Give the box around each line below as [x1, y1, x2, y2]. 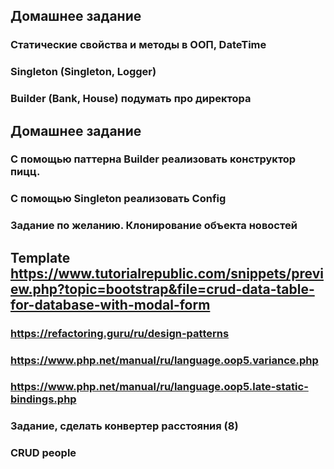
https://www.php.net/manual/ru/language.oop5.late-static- [10, 380, 309, 394]
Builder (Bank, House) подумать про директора [10, 92, 252, 106]
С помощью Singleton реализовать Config [10, 192, 227, 206]
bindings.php [10, 392, 77, 406]
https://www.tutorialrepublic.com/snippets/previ [10, 265, 324, 282]
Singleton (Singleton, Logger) [10, 65, 157, 79]
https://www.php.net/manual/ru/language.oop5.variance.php [10, 353, 319, 367]
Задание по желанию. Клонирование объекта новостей [10, 219, 298, 233]
